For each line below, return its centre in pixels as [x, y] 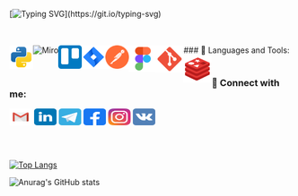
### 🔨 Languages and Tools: [237, 50]
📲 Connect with [245, 82]
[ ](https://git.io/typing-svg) [85, 14]
